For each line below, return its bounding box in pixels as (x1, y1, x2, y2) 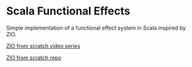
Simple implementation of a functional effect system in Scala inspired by (6, 24, 186, 31)
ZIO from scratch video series (6, 42, 80, 49)
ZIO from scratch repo (6, 54, 62, 61)
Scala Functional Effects (6, 4, 130, 18)
